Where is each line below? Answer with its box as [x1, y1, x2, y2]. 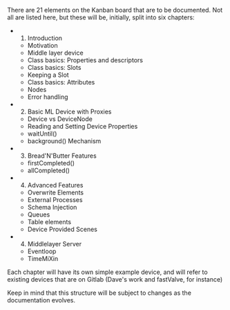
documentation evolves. [7, 296, 76, 304]
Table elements [27, 218, 71, 226]
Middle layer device [27, 48, 84, 57]
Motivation [27, 42, 58, 49]
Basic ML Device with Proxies [27, 107, 112, 116]
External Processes [27, 196, 83, 203]
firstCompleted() [27, 159, 75, 167]
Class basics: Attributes [27, 78, 95, 86]
